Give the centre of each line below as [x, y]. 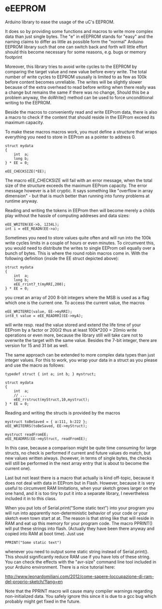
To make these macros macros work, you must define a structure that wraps [81, 132]
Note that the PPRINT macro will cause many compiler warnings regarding [79, 591]
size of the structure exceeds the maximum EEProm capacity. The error [76, 186]
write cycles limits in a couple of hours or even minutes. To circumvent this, [80, 243]
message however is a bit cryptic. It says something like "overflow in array [79, 190]
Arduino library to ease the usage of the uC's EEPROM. [60, 22]
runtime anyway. [22, 201]
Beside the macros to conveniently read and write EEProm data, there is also [81, 112]
